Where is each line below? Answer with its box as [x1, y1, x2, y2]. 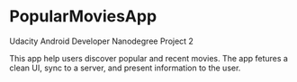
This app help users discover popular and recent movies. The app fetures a [9, 53, 288, 63]
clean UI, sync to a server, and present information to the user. [9, 62, 241, 73]
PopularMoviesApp [9, 6, 157, 27]
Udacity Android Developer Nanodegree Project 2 [9, 36, 193, 46]
